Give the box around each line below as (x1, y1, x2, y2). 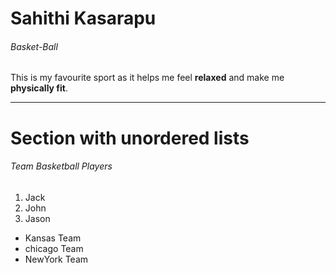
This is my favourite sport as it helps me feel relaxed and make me (10, 72, 285, 84)
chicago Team (24, 242, 84, 254)
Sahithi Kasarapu (10, 7, 157, 30)
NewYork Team (24, 253, 89, 265)
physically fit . (10, 82, 68, 94)
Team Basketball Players (10, 160, 113, 172)
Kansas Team (24, 232, 82, 244)
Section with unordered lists (10, 127, 250, 149)
